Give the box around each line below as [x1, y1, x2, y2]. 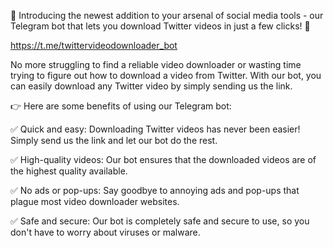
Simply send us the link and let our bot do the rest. [10, 135, 218, 146]
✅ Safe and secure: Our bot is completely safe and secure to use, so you [10, 215, 310, 227]
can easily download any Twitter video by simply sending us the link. [10, 80, 293, 92]
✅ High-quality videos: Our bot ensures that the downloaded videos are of [10, 154, 317, 165]
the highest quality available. [10, 165, 128, 177]
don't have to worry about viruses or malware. [10, 226, 201, 238]
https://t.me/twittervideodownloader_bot [10, 40, 178, 51]
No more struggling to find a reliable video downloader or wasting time [10, 59, 302, 70]
